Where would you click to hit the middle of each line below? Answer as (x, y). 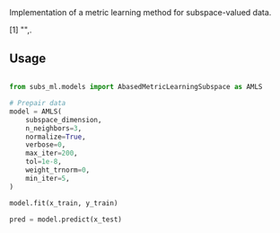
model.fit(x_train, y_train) (64, 203)
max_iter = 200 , (52, 153)
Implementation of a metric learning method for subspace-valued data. (140, 13)
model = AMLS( (36, 112)
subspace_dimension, (64, 120)
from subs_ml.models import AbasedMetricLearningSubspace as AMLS (136, 87)
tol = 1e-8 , (44, 162)
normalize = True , (56, 137)
